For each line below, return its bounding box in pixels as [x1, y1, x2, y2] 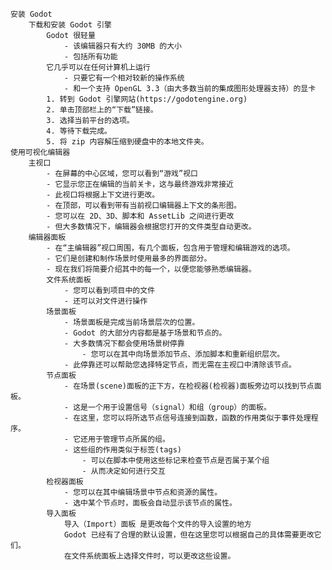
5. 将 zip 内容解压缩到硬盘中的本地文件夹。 [46, 137, 209, 147]
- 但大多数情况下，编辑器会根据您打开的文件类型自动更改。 [46, 222, 257, 232]
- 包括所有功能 [63, 52, 118, 62]
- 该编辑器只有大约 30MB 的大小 [63, 41, 182, 51]
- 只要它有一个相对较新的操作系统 [63, 73, 185, 83]
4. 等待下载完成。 [46, 126, 112, 136]
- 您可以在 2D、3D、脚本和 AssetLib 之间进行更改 [46, 211, 235, 221]
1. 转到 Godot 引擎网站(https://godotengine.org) [46, 94, 248, 104]
